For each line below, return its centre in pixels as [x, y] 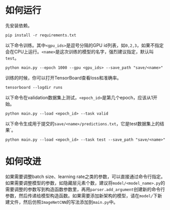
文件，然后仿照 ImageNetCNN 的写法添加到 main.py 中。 [64, 202]
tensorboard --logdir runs [34, 87]
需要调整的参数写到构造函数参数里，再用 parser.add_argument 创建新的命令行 [85, 189]
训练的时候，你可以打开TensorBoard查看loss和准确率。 [63, 77]
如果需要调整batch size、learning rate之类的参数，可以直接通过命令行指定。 [85, 176]
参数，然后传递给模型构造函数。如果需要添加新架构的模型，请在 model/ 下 [81, 195]
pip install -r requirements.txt [41, 35]
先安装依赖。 [19, 25]
